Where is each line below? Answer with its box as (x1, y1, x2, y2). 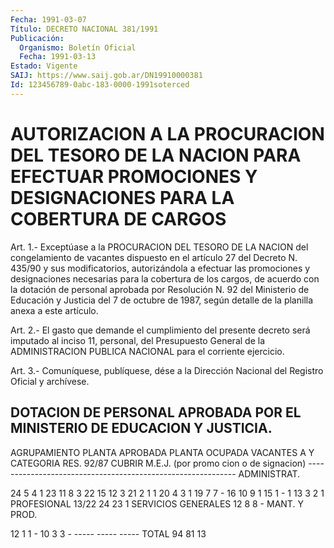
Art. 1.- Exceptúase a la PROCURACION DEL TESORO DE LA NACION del (10, 241, 309, 253)
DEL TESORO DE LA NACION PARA (10, 144, 302, 166)
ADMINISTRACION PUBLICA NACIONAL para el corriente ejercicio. (10, 345, 285, 357)
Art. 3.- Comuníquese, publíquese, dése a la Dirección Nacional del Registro (10, 364, 324, 376)
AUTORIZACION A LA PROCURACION (10, 122, 325, 145)
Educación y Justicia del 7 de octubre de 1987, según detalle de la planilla (10, 294, 314, 306)
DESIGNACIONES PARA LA (10, 186, 235, 209)
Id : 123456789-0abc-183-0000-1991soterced (10, 80, 190, 90)
